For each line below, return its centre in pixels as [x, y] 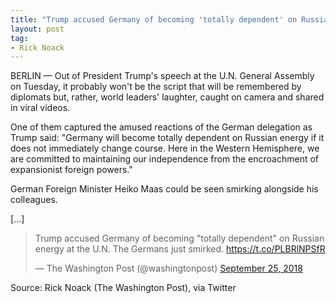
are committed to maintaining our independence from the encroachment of [165, 159]
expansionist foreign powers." [71, 170]
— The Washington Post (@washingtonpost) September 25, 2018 [168, 268]
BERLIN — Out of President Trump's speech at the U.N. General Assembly [162, 76]
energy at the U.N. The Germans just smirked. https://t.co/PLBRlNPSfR [180, 249]
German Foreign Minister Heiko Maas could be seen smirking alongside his [164, 189]
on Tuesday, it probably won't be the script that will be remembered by [156, 87]
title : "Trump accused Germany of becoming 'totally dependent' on [154, 19]
